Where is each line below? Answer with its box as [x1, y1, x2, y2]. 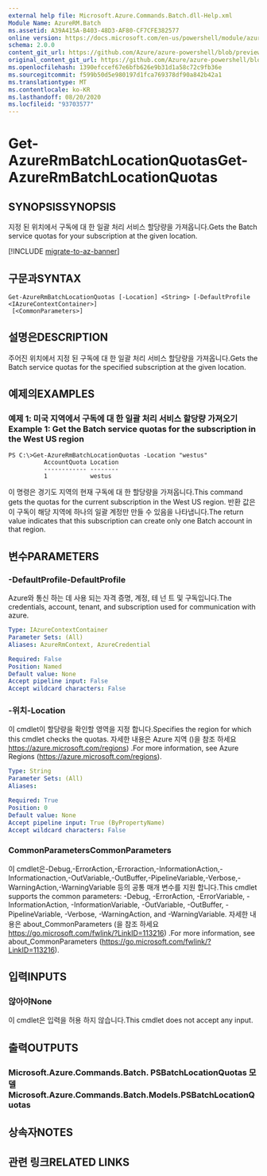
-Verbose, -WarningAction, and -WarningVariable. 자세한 [64, 909, 249, 919]
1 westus [43, 473, 112, 481]
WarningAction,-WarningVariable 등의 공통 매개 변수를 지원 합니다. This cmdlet [8, 882, 257, 892]
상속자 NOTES [8, 1126, 74, 1139]
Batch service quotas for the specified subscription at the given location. [8, 362, 246, 372]
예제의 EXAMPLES [8, 387, 95, 401]
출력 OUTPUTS [8, 1041, 79, 1054]
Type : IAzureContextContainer [8, 626, 109, 634]
